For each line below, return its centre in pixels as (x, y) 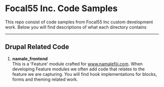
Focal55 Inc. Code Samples (61, 9)
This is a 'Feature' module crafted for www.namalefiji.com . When (77, 64)
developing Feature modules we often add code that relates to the (78, 69)
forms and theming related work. (45, 79)
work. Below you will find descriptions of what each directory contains (76, 27)
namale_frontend (30, 58)
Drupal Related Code (37, 47)
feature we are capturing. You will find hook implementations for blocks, (84, 74)
